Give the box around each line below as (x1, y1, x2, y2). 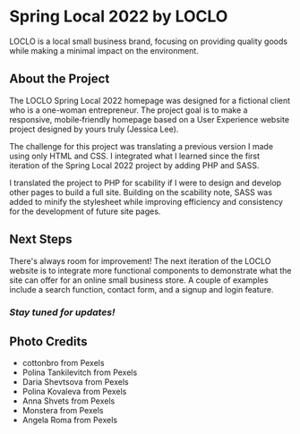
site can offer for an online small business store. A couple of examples (9, 275, 269, 285)
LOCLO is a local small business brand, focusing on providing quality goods (9, 36, 288, 47)
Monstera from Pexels (21, 405, 104, 416)
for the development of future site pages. (9, 206, 161, 217)
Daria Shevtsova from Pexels (21, 377, 129, 387)
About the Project (9, 72, 110, 87)
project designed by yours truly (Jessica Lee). (9, 123, 179, 134)
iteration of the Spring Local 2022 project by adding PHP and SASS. (9, 159, 260, 171)
